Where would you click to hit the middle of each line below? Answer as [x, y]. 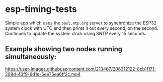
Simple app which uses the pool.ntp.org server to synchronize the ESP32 [81, 23]
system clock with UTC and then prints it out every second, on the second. [82, 28]
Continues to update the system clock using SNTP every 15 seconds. [76, 33]
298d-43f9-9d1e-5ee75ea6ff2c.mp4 [43, 74]
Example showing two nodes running [64, 49]
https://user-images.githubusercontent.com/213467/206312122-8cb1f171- [81, 69]
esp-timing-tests [41, 9]
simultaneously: [31, 57]
